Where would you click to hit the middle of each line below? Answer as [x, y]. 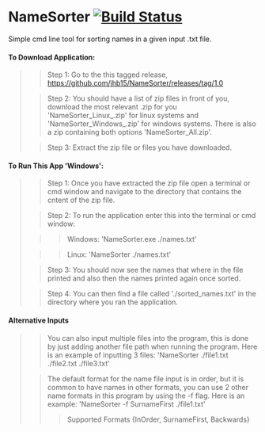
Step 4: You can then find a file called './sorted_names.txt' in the [152, 294]
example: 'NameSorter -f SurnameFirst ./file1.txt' [126, 403]
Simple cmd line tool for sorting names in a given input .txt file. [110, 39]
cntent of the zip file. [81, 200]
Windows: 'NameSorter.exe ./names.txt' [132, 239]
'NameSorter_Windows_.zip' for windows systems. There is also [152, 124]
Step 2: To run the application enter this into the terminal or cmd [151, 216]
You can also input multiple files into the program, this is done [148, 338]
